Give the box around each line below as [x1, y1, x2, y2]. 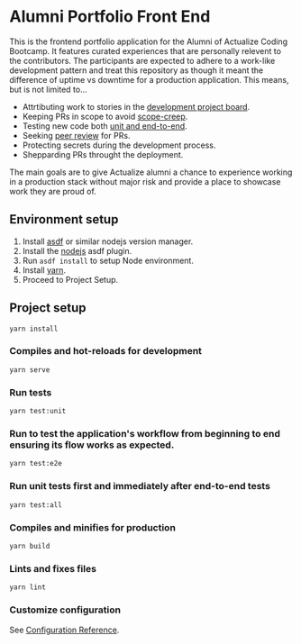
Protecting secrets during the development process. [22, 140, 216, 150]
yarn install [9, 324, 59, 333]
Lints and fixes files [9, 562, 97, 575]
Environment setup [9, 212, 119, 227]
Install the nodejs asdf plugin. [22, 245, 132, 256]
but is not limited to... [9, 84, 87, 95]
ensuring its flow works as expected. [9, 439, 175, 451]
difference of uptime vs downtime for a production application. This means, [9, 74, 289, 85]
